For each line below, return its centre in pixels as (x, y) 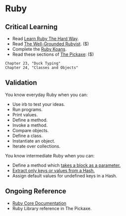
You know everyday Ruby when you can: (46, 95)
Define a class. (27, 136)
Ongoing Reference (36, 191)
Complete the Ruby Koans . (39, 49)
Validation (21, 83)
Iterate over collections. (36, 146)
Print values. (25, 114)
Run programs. (27, 109)
